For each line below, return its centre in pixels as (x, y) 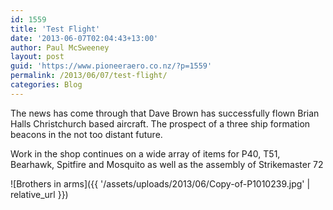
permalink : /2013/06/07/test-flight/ (89, 76)
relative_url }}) (39, 194)
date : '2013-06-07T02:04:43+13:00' (84, 38)
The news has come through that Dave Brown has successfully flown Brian (165, 113)
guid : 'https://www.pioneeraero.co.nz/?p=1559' (111, 66)
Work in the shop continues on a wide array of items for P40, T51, (145, 153)
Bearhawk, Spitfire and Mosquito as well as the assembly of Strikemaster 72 (167, 164)
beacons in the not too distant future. (86, 134)
